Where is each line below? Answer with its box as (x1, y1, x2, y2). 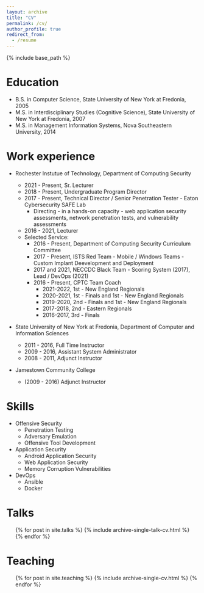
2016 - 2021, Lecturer (24, 227, 79, 234)
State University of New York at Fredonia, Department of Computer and (15, 323, 195, 330)
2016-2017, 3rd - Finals (42, 311, 100, 318)
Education (6, 76, 59, 89)
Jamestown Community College (15, 366, 96, 373)
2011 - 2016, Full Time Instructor (24, 341, 105, 349)
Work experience (6, 150, 96, 164)
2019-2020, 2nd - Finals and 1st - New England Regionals (42, 298, 187, 305)
